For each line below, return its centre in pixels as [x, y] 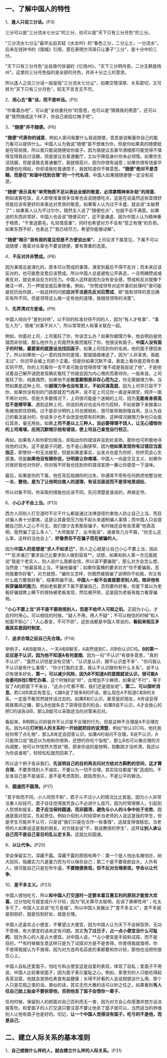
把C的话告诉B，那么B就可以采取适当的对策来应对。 [58, 711]
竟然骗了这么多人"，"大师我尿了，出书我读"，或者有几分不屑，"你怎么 [85, 532]
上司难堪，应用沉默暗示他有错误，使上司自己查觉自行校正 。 [70, 429]
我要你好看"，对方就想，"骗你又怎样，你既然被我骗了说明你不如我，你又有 [85, 573]
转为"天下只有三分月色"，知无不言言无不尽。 [51, 89]
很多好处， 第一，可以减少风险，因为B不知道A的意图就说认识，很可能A [86, 674]
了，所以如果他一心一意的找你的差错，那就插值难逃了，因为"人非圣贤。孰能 [83, 354]
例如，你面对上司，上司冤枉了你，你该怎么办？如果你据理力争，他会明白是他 [83, 336]
